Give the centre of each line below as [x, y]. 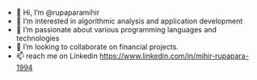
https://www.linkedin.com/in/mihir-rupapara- [174, 56]
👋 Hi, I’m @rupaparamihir [57, 13]
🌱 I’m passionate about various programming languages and [116, 29]
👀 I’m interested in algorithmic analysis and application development [129, 21]
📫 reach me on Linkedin [57, 56]
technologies [38, 38]
